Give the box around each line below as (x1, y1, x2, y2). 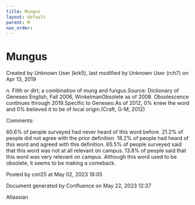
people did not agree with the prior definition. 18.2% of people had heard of (6, 135, 189, 142)
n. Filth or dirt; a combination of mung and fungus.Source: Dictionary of (6, 87, 179, 94)
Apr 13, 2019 (6, 76, 36, 83)
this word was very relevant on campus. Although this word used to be (6, 153, 177, 160)
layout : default (6, 14, 46, 20)
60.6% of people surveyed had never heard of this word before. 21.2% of (6, 128, 183, 135)
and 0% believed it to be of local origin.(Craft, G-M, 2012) (6, 106, 146, 113)
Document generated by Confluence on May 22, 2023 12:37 (6, 182, 152, 189)
